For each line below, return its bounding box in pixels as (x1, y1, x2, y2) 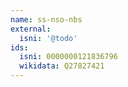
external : (10, 24, 52, 34)
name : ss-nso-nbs (10, 14, 83, 25)
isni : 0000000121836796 (19, 52, 118, 62)
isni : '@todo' (19, 33, 78, 43)
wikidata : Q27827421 (19, 61, 105, 71)
